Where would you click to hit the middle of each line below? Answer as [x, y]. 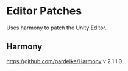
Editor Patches [44, 11]
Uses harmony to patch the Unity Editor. [56, 28]
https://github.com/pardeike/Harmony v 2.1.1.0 [64, 61]
